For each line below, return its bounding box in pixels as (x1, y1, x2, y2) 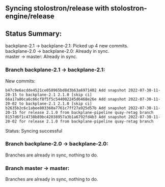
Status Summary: (5, 29, 62, 38)
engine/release (5, 12, 54, 21)
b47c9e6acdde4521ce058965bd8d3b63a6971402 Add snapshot (5, 87, 126, 93)
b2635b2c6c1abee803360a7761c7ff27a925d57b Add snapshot (5, 105, 126, 111)
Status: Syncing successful (5, 128, 63, 134)
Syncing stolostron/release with (5, 4, 109, 13)
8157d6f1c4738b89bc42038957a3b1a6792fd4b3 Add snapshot (5, 114, 126, 119)
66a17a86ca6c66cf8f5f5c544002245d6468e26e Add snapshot (5, 97, 126, 102)
